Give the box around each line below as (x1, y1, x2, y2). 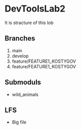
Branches (4, 34, 35, 43)
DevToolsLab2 (4, 3, 65, 15)
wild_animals (11, 91, 38, 97)
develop (11, 53, 29, 59)
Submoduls (4, 78, 41, 87)
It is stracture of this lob (4, 20, 53, 26)
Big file (11, 119, 26, 125)
